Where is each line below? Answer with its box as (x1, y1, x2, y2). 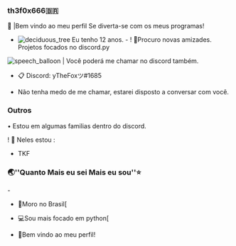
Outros (7, 106, 32, 116)
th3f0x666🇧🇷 (7, 6, 59, 16)
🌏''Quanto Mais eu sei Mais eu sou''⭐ (7, 167, 142, 177)
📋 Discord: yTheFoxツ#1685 (17, 72, 102, 80)
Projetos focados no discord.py (17, 43, 110, 52)
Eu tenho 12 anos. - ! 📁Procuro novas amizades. (72, 35, 212, 44)
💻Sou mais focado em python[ (17, 213, 109, 222)
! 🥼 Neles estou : (7, 135, 55, 144)
